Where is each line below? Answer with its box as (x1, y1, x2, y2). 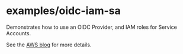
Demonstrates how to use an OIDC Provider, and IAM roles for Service (6, 23, 178, 31)
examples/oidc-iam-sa (6, 4, 121, 18)
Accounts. (6, 29, 31, 36)
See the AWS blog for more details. (6, 41, 92, 48)
